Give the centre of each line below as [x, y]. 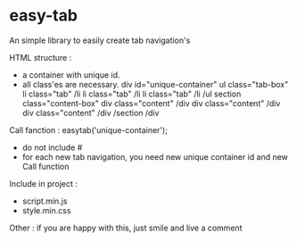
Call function [45, 166]
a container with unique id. [71, 75]
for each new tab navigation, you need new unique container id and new [155, 156]
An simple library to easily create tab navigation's [100, 40]
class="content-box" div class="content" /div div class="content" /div [151, 103]
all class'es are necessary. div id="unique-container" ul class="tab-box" [155, 84]
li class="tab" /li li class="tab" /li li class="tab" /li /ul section [132, 94]
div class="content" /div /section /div [91, 113]
